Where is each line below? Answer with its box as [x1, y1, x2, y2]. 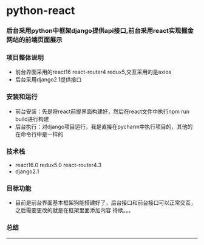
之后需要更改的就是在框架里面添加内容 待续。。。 [15, 207, 134, 214]
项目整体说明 [6, 53, 44, 62]
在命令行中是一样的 [15, 130, 64, 137]
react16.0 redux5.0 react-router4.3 [15, 162, 102, 168]
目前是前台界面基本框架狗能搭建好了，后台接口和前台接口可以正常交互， [15, 199, 196, 207]
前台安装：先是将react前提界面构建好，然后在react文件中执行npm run [15, 108, 190, 115]
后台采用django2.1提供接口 [15, 76, 82, 83]
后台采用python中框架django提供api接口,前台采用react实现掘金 [6, 27, 194, 35]
